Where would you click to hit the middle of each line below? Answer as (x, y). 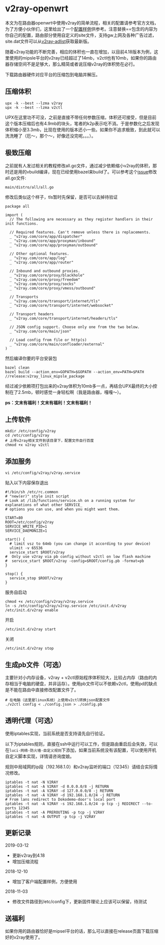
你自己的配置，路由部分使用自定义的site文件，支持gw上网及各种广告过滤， (81, 35)
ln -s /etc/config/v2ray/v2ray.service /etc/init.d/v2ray (66, 606)
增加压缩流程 (25, 861)
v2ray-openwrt (37, 9)
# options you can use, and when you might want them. (63, 509)
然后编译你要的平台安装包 (31, 358)
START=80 (14, 518)
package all (17, 206)
